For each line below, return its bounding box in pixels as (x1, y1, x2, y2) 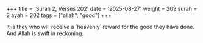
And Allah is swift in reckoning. (6, 30, 84, 37)
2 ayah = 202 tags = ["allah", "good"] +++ (6, 12, 112, 19)
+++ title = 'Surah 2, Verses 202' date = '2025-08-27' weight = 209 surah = (6, 5, 198, 12)
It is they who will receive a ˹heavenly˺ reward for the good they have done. (6, 24, 195, 30)
